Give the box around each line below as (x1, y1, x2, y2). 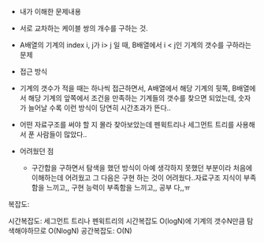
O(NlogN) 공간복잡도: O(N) (48, 226, 132, 235)
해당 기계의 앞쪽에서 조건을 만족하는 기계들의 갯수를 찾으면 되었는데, (28, 94, 236, 102)
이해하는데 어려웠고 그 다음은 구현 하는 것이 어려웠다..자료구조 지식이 (31, 173, 242, 182)
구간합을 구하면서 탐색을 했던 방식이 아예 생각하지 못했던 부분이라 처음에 (31, 164, 253, 172)
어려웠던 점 (19, 146, 54, 156)
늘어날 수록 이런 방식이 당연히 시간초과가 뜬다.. (28, 103, 171, 112)
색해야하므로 (8, 226, 47, 235)
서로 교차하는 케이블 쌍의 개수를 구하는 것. (19, 24, 148, 33)
